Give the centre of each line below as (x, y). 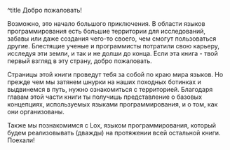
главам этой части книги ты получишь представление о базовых (104, 97)
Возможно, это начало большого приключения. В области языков (106, 23)
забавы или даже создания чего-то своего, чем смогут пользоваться (112, 39)
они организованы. (36, 112)
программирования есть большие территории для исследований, (106, 31)
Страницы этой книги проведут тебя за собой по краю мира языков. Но (115, 74)
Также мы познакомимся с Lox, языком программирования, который (111, 125)
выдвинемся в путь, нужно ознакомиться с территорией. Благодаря (110, 89)
